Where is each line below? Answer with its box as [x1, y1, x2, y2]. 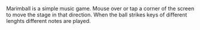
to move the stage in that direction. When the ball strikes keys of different [6, 11, 187, 18]
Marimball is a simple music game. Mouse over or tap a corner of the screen [6, 5, 195, 12]
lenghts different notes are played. [6, 18, 91, 24]
